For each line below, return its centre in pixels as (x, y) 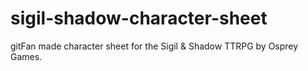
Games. (26, 56)
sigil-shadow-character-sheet (139, 18)
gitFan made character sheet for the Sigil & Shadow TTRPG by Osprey (154, 46)
